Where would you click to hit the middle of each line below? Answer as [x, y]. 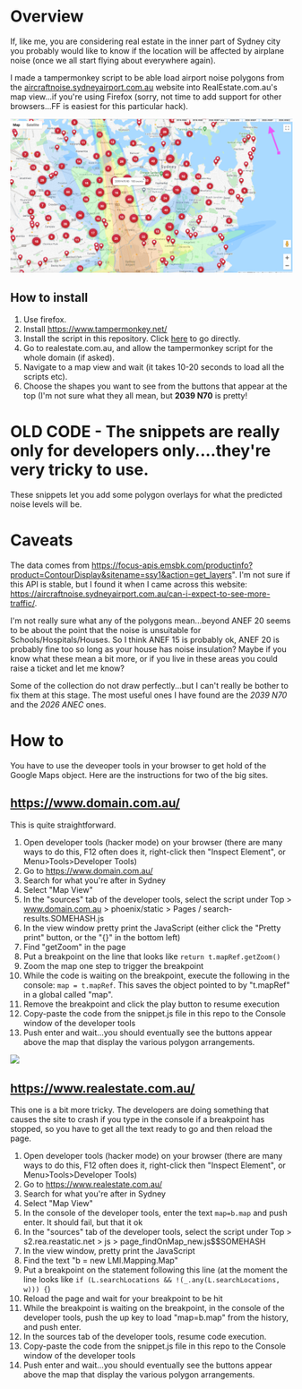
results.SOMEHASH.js [64, 918]
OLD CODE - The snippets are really [145, 432]
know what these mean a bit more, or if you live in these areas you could [144, 658]
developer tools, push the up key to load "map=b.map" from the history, [156, 1317]
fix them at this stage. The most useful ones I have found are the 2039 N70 [149, 695]
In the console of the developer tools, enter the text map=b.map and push [155, 1213]
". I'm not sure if [261, 574]
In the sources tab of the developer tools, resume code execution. [145, 1337]
